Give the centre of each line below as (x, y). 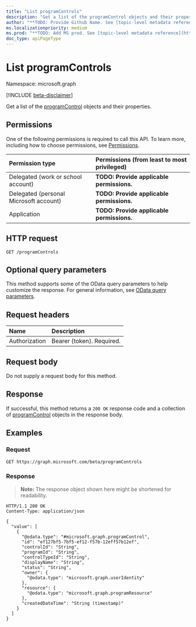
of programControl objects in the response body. (65, 414)
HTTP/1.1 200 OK (26, 506)
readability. (34, 495)
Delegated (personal (37, 194)
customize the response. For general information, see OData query (86, 290)
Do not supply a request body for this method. (62, 376)
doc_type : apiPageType (34, 39)
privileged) (111, 167)
